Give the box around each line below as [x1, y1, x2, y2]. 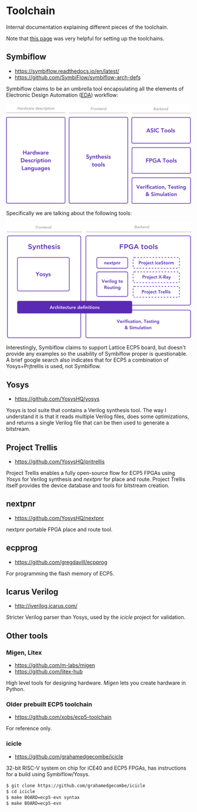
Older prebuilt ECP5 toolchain [6, 700, 93, 709]
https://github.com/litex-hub [14, 668, 83, 675]
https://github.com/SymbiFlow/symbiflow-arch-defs [14, 73, 141, 80]
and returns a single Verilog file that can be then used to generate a [6, 419, 169, 426]
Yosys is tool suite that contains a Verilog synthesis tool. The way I [6, 407, 167, 414]
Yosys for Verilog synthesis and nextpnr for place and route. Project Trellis [6, 476, 186, 483]
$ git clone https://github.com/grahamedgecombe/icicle [6, 783, 145, 789]
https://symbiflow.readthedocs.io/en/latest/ [14, 68, 120, 75]
